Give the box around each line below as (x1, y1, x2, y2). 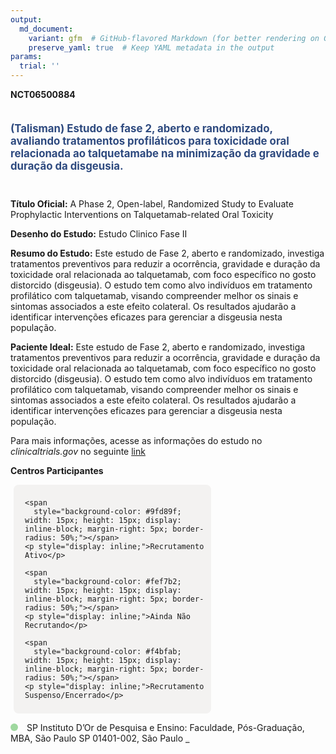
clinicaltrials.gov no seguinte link (10, 445, 146, 457)
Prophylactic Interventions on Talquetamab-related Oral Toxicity (10, 208, 274, 220)
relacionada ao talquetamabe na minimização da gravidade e (10, 146, 320, 160)
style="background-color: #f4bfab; (33, 646, 182, 656)
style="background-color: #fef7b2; (33, 576, 182, 586)
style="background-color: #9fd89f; (33, 506, 182, 516)
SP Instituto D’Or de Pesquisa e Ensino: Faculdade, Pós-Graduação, (26, 721, 305, 733)
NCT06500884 (10, 89, 76, 100)
